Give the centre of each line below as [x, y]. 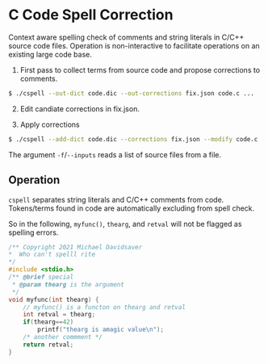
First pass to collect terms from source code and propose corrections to [140, 69]
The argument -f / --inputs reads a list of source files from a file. [115, 154]
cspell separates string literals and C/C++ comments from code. [116, 199]
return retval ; [48, 345]
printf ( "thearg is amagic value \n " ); [100, 330]
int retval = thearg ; [59, 315]
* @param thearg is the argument [68, 284]
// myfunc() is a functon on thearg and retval [104, 307]
